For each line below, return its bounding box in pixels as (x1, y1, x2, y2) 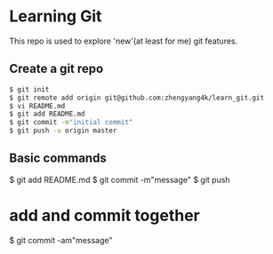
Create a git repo (9, 61, 104, 76)
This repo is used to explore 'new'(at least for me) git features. (9, 36, 238, 46)
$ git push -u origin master (9, 126, 117, 135)
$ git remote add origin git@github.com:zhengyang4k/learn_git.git (9, 93, 265, 102)
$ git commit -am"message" (9, 234, 113, 245)
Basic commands (9, 151, 107, 166)
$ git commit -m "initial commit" (9, 118, 133, 127)
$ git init (9, 84, 50, 94)
